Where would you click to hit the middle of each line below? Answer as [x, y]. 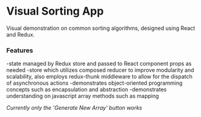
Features [20, 50]
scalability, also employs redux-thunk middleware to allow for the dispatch [100, 77]
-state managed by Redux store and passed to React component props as [99, 64]
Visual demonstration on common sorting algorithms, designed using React [101, 28]
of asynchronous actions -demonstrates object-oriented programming [94, 83]
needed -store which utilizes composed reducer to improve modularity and [100, 70]
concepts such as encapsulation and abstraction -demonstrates [86, 90]
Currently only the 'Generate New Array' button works [74, 108]
